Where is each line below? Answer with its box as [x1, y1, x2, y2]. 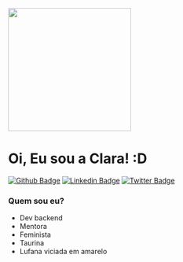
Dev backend [19, 213, 63, 223]
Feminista [19, 230, 51, 239]
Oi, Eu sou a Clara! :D [8, 149, 148, 168]
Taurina [19, 238, 45, 248]
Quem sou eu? [8, 195, 64, 206]
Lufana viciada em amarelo [19, 247, 108, 256]
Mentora [19, 222, 47, 231]
